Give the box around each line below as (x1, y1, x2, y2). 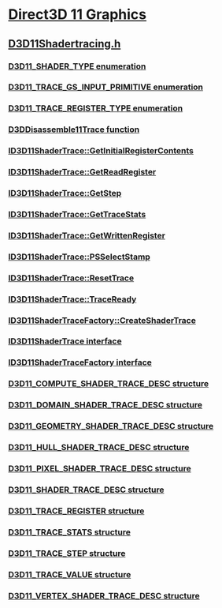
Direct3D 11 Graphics (8, 6, 147, 24)
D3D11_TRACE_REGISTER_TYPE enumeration (8, 103, 183, 114)
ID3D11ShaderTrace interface (8, 336, 122, 347)
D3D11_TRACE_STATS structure (8, 527, 131, 538)
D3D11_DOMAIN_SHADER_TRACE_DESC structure (8, 400, 203, 411)
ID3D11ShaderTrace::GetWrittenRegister (8, 230, 165, 241)
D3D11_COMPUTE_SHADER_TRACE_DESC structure (8, 378, 209, 389)
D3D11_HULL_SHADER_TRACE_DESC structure (8, 442, 190, 453)
